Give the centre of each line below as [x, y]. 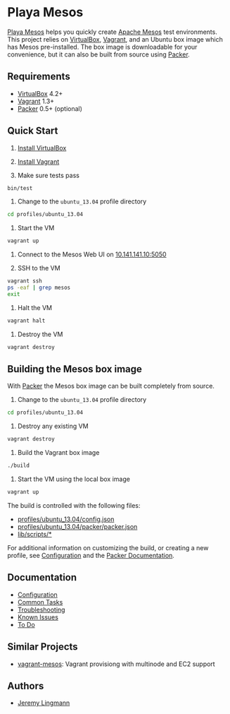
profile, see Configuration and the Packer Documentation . [91, 555]
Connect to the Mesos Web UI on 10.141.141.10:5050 [92, 254]
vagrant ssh [25, 281]
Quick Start [33, 131]
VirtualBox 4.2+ [40, 93]
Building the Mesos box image [75, 369]
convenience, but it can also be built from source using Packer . [98, 54]
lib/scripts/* [34, 534]
